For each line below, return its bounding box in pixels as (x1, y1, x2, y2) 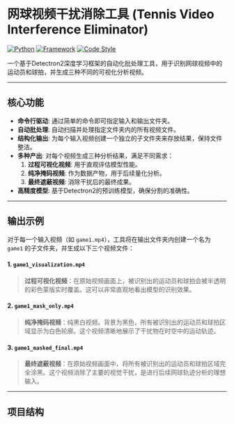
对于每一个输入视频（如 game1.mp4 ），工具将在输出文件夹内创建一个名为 (7, 235, 211, 243)
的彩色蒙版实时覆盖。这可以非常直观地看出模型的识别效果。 (24, 285, 196, 294)
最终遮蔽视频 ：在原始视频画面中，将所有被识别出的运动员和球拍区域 (24, 360, 220, 368)
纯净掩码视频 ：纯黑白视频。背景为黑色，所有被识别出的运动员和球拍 (24, 318, 220, 326)
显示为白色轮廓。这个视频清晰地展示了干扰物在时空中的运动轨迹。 (30, 326, 220, 335)
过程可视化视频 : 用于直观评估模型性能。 (27, 160, 141, 168)
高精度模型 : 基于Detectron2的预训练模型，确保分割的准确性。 (17, 186, 194, 195)
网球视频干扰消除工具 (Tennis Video (7, 6, 214, 22)
